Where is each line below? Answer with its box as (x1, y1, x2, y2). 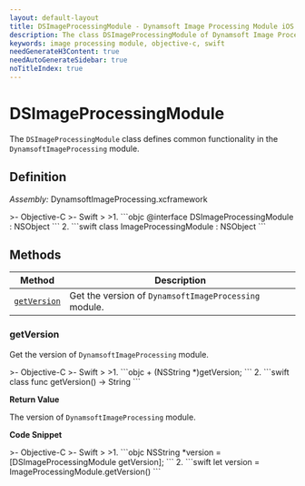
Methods (9, 248, 62, 263)
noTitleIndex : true (9, 65, 84, 74)
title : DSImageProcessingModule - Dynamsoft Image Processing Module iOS (9, 22, 295, 31)
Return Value (9, 393, 60, 405)
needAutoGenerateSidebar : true (9, 56, 128, 65)
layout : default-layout (9, 13, 100, 23)
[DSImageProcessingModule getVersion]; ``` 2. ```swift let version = (9, 456, 261, 467)
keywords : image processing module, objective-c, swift (9, 38, 225, 48)
